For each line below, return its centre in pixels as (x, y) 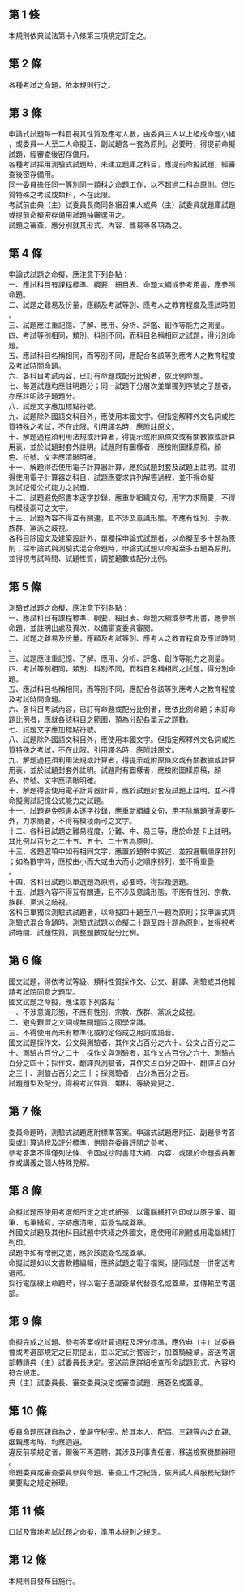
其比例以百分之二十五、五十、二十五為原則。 (83, 841)
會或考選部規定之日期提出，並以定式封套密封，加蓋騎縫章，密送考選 (122, 1352)
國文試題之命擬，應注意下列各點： (65, 1002)
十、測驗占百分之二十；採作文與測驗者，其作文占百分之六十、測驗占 (122, 1052)
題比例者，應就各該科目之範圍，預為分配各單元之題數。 (101, 719)
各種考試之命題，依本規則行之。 (62, 84)
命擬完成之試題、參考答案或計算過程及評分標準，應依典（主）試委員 (122, 1342)
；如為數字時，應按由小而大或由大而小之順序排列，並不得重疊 (111, 861)
